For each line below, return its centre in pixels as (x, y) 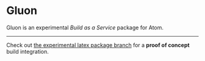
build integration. (27, 51)
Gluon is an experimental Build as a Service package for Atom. (85, 27)
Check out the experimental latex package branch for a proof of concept (98, 45)
